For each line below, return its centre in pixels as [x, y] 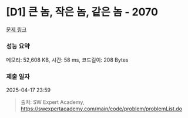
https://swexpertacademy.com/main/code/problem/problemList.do [101, 109]
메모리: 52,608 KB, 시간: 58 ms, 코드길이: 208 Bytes [67, 60]
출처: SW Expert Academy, [52, 102]
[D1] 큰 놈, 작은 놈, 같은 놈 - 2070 [82, 12]
